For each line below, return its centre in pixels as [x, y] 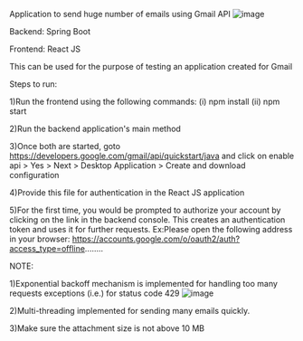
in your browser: [40, 239]
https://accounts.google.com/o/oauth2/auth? [156, 239]
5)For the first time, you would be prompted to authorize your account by [145, 210]
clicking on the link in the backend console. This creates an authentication [147, 220]
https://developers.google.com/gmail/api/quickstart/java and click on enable [152, 156]
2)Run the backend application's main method [95, 128]
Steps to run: [33, 84]
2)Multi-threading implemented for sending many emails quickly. [130, 311]
